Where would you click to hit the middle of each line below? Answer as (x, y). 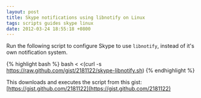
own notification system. (37, 53)
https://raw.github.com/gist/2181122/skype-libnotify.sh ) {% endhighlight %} (101, 71)
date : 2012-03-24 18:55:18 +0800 (49, 29)
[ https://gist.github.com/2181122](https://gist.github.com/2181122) (89, 89)
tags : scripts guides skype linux (50, 23)
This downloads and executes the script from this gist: (74, 82)
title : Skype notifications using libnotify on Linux (76, 18)
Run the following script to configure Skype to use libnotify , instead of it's (100, 46)
